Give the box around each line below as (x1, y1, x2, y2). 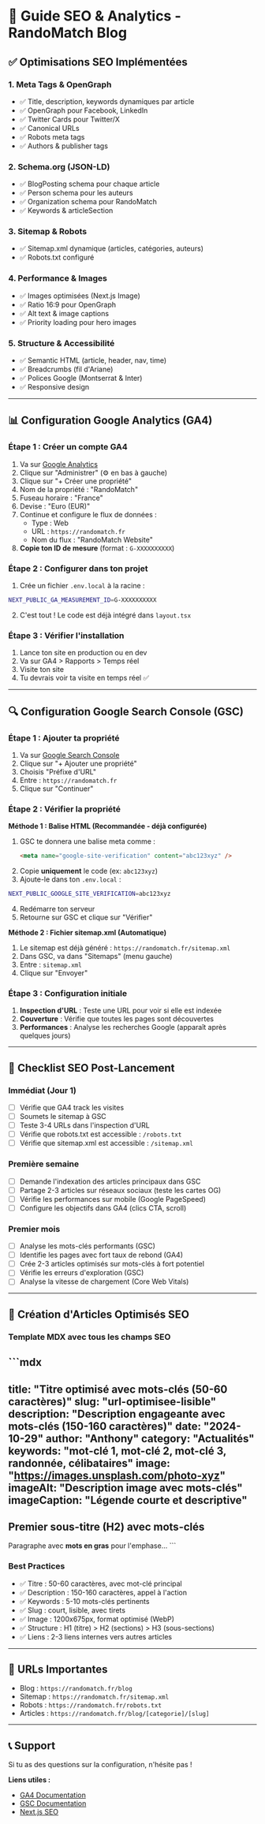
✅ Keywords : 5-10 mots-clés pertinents (19, 1596, 150, 1606)
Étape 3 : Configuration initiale (8, 987, 128, 998)
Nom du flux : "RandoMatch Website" (31, 535, 154, 544)
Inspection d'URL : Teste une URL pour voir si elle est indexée (19, 1005, 222, 1016)
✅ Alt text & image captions (19, 308, 109, 318)
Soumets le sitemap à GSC (19, 1112, 106, 1121)
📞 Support (8, 1739, 56, 1752)
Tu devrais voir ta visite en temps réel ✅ (19, 673, 150, 683)
